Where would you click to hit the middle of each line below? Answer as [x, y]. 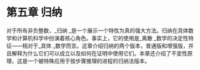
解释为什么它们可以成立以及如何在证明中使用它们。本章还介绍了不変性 [99, 53]
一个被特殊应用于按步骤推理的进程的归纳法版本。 [88, 61]
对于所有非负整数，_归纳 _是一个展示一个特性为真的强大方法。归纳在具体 [97, 30]
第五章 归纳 [34, 12]
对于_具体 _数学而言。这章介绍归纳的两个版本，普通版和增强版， [108, 46]
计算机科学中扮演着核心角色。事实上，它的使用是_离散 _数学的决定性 [102, 38]
